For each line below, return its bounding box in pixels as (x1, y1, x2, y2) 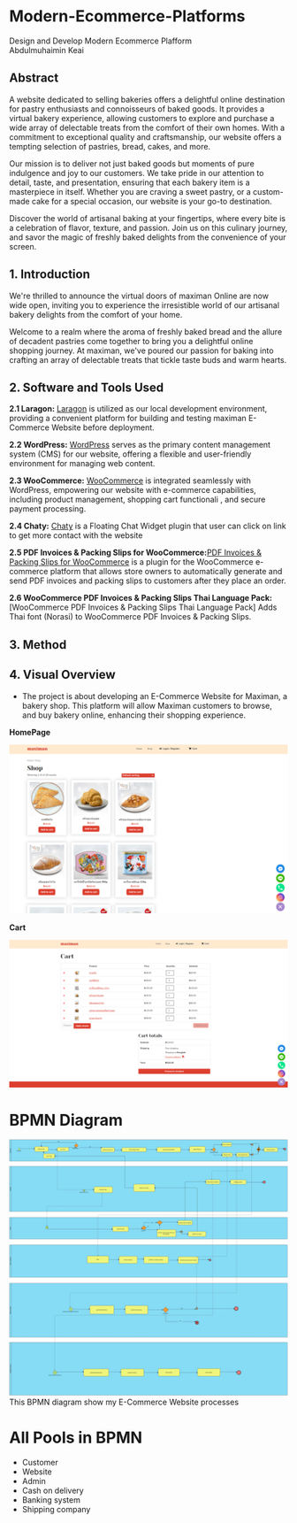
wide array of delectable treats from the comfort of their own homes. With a (9, 122, 286, 133)
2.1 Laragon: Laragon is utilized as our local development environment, (9, 404, 268, 414)
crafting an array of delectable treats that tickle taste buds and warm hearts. (9, 354, 287, 365)
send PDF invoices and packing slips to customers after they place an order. (9, 575, 286, 586)
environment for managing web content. (9, 458, 156, 469)
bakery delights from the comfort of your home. (9, 309, 183, 319)
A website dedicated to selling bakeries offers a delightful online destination (9, 94, 286, 104)
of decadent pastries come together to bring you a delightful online (9, 335, 254, 346)
